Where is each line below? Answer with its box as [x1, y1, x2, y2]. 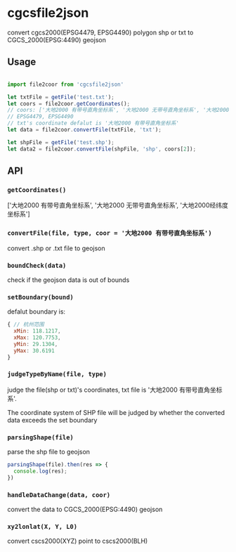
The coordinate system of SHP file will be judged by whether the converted [7, 408, 225, 416]
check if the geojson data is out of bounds [7, 276, 130, 284]
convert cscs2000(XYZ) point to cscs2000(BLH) [7, 537, 148, 546]
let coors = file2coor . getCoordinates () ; [7, 100, 131, 107]
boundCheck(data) [7, 262, 67, 269]
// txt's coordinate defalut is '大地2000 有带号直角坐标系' [7, 120, 179, 127]
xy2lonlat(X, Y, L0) [7, 522, 78, 530]
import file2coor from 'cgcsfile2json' [7, 81, 124, 88]
